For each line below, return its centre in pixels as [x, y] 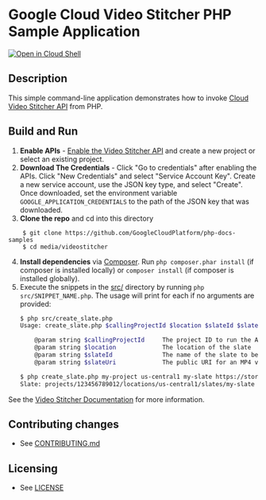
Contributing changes [64, 424]
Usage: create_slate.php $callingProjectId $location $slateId [127, 326]
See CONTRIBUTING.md [60, 443]
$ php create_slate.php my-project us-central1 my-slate [116, 377]
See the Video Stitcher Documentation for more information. [106, 399]
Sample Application [74, 31]
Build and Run [43, 132]
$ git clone [42, 232]
